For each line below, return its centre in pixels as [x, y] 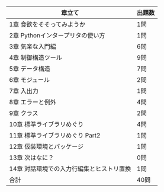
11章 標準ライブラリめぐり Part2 [55, 135]
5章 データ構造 [30, 69]
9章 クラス [24, 113]
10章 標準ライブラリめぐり [46, 124]
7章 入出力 [24, 91]
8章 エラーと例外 [33, 102]
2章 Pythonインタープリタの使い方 [57, 35]
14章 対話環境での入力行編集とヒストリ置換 [70, 169]
